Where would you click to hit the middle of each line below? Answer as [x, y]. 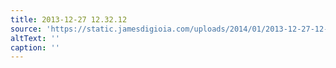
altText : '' [35, 38]
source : [26, 29]
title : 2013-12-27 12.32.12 [69, 19]
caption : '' [35, 47]
